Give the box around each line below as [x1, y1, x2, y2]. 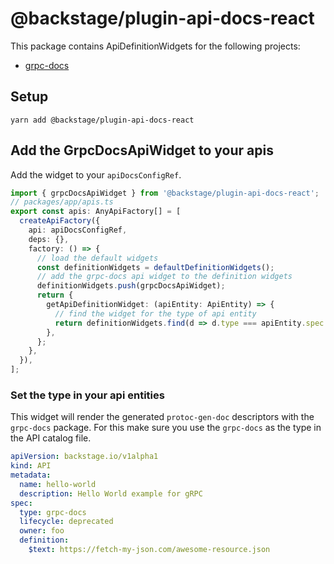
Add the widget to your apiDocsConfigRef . [10, 168, 182, 181]
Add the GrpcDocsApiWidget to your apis [10, 142, 274, 159]
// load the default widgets [36, 253, 159, 263]
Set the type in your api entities [10, 388, 165, 402]
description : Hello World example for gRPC [19, 488, 203, 499]
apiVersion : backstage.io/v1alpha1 [10, 452, 159, 462]
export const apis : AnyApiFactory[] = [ [10, 207, 182, 217]
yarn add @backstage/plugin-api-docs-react [10, 115, 195, 125]
